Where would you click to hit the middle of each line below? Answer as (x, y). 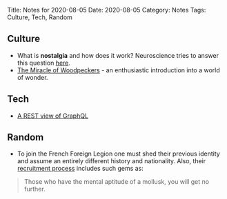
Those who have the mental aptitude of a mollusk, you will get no (116, 182)
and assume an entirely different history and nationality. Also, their (111, 161)
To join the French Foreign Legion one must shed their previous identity (119, 154)
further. (35, 189)
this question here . (44, 63)
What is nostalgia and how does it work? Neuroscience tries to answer (118, 55)
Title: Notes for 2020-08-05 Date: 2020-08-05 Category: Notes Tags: (107, 10)
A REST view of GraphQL (52, 116)
